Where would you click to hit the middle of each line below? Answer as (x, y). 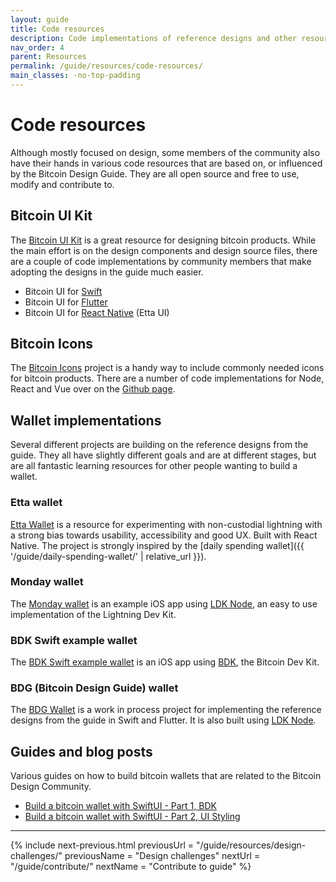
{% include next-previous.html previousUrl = (102, 845)
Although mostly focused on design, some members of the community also (165, 152)
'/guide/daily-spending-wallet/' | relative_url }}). (108, 556)
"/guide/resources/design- (251, 845)
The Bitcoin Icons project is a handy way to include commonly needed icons (167, 368)
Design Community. (51, 787)
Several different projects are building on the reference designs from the (159, 445)
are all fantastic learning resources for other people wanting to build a (154, 466)
